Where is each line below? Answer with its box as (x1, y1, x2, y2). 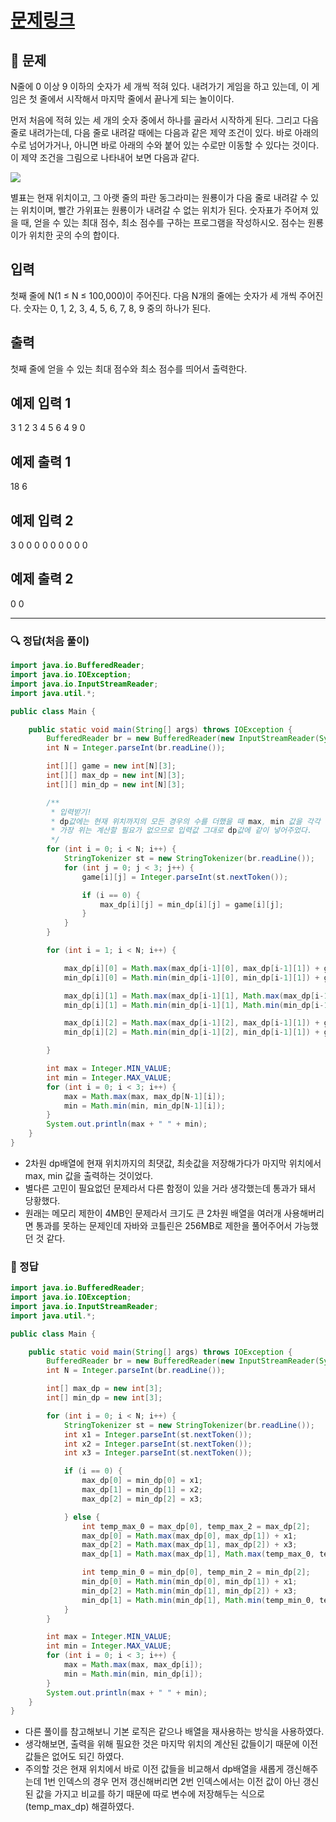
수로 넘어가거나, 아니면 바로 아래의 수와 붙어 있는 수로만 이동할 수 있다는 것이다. (10, 139, 320, 151)
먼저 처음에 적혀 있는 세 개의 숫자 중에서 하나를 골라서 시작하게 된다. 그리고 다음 (10, 114, 320, 126)
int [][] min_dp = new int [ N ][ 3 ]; (46, 779, 186, 790)
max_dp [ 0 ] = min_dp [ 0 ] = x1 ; (81, 1476, 203, 1486)
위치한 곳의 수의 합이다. (28, 229, 120, 241)
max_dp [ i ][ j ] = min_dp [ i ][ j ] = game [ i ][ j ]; (99, 899, 284, 910)
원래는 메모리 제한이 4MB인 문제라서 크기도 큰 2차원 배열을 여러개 (24, 1207, 282, 1219)
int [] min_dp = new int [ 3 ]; (46, 1393, 163, 1403)
